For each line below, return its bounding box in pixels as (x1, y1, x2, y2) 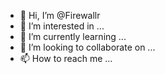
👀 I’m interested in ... (19, 20, 105, 32)
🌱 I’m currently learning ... (19, 31, 127, 42)
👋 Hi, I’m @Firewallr (19, 10, 101, 21)
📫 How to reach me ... (19, 53, 113, 64)
